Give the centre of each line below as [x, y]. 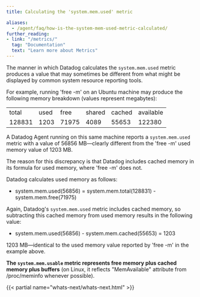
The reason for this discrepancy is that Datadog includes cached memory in [100, 161]
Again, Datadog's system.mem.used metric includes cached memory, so [94, 209]
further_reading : [28, 34]
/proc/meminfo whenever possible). [50, 275]
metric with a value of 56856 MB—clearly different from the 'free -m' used [98, 143]
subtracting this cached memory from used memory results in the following [99, 215]
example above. [26, 251]
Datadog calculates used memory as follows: [62, 179]
